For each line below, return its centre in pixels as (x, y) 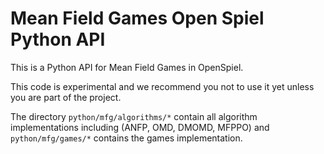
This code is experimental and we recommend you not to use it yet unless (162, 86)
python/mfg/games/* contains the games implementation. (126, 138)
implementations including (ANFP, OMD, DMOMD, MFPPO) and (140, 127)
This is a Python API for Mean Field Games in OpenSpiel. (127, 67)
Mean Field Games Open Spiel (137, 18)
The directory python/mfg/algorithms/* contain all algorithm (134, 116)
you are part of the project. (66, 97)
